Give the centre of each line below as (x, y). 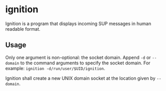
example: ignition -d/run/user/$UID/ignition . (55, 68)
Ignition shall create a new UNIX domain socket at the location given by (80, 78)
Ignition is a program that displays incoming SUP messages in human (78, 24)
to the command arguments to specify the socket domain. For (85, 63)
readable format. (23, 29)
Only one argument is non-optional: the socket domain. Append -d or (78, 57)
